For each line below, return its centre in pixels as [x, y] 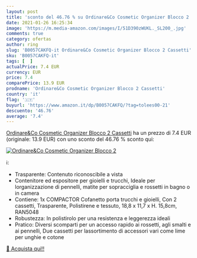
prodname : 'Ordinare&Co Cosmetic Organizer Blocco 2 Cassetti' [86, 89]
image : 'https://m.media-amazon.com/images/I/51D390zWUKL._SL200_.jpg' [96, 28]
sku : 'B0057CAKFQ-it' [33, 56]
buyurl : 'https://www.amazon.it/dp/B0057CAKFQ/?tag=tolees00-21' [88, 105]
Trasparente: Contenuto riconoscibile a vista [69, 175]
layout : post [22, 12]
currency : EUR [24, 72]
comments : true [25, 34]
